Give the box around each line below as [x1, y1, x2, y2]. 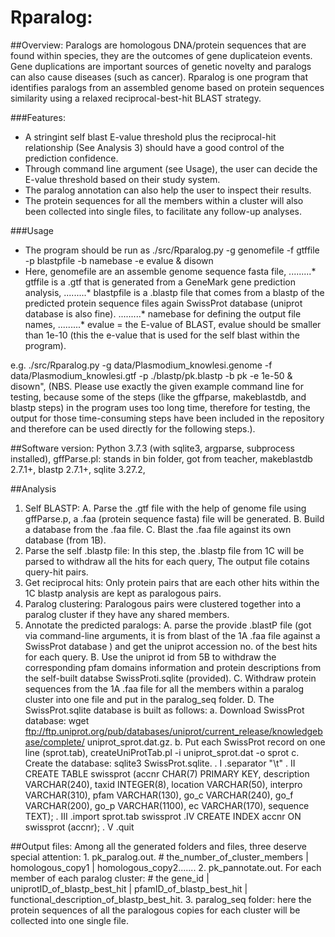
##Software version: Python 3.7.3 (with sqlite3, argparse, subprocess [10, 442, 295, 454]
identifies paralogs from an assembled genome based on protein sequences [10, 81, 325, 93]
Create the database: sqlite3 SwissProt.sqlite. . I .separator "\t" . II [24, 757, 296, 769]
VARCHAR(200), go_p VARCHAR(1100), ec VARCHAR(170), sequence [24, 799, 310, 811]
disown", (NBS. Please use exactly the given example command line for [10, 380, 305, 392]
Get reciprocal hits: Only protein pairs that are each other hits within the [24, 576, 320, 588]
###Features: [10, 111, 66, 123]
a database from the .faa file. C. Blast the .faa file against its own [24, 523, 292, 535]
